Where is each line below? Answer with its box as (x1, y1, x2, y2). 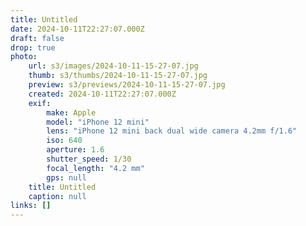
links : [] (10, 201, 52, 211)
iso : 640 (46, 136, 83, 146)
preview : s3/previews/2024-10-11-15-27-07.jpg (28, 80, 226, 90)
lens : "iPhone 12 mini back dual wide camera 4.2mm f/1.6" (46, 126, 298, 136)
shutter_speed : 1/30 (46, 154, 132, 164)
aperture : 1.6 (46, 145, 105, 155)
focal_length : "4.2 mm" (46, 163, 145, 173)
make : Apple (46, 107, 97, 118)
